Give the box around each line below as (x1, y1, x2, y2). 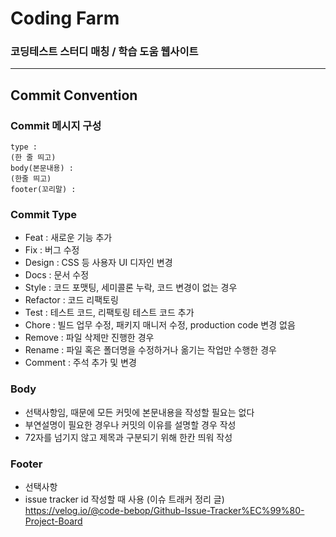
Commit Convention (10, 87, 138, 104)
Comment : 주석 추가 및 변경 (24, 357, 137, 369)
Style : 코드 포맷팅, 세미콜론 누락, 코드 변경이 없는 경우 (24, 282, 238, 294)
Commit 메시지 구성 (10, 118, 102, 132)
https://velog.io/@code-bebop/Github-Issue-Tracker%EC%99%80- (24, 505, 305, 517)
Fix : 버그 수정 (24, 244, 80, 256)
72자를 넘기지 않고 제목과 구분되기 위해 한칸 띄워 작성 (24, 431, 233, 443)
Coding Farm (10, 7, 120, 30)
